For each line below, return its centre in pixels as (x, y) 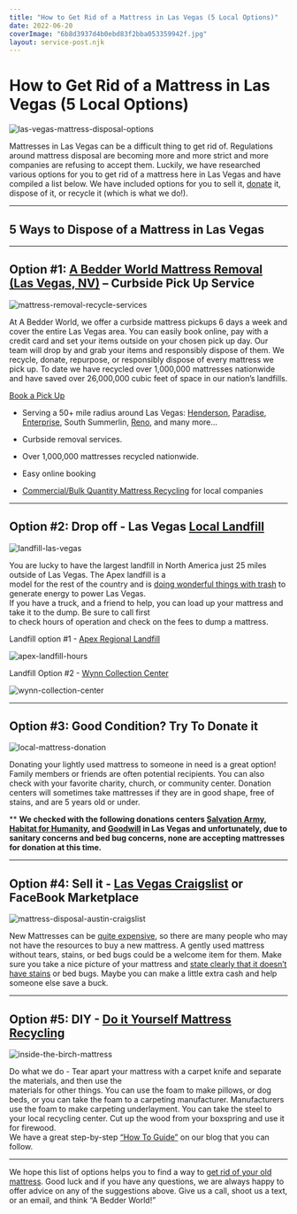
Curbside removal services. (72, 439)
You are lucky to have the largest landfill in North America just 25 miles (138, 565)
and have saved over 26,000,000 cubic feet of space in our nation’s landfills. (148, 378)
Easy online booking (59, 473)
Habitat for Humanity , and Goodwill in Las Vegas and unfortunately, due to (148, 829)
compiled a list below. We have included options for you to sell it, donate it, (145, 184)
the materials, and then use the (65, 1081)
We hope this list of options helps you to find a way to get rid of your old (141, 1172)
